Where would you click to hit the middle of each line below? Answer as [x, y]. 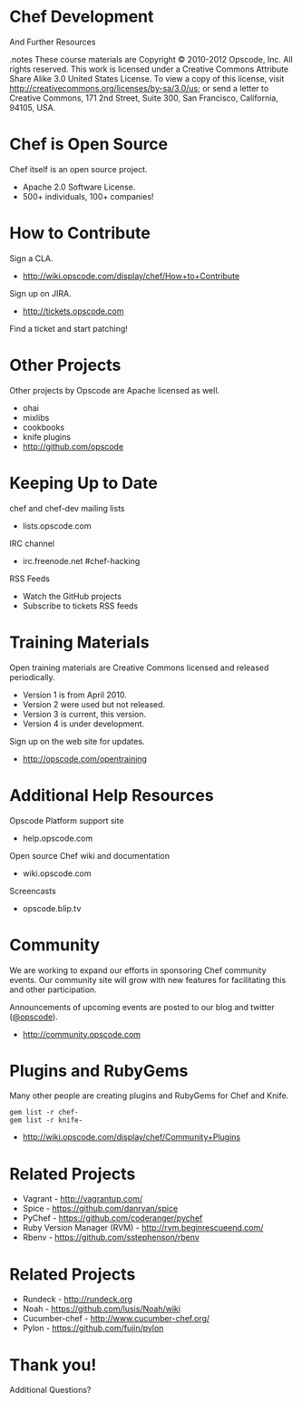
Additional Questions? [50, 1390]
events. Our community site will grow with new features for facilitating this [148, 979]
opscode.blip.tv [52, 908]
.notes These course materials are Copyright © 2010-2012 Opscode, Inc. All [151, 59]
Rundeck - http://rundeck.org [78, 1300]
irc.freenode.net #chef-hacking [81, 560]
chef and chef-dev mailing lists [67, 508]
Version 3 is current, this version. [84, 714]
